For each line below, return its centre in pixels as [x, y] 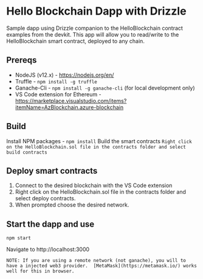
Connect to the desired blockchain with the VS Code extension [94, 185]
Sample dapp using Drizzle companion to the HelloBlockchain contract [95, 28]
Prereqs [22, 60]
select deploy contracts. [45, 199]
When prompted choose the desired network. [72, 205]
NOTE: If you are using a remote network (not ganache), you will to [96, 261]
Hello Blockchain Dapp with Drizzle [96, 11]
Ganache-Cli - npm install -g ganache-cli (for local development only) [105, 88]
